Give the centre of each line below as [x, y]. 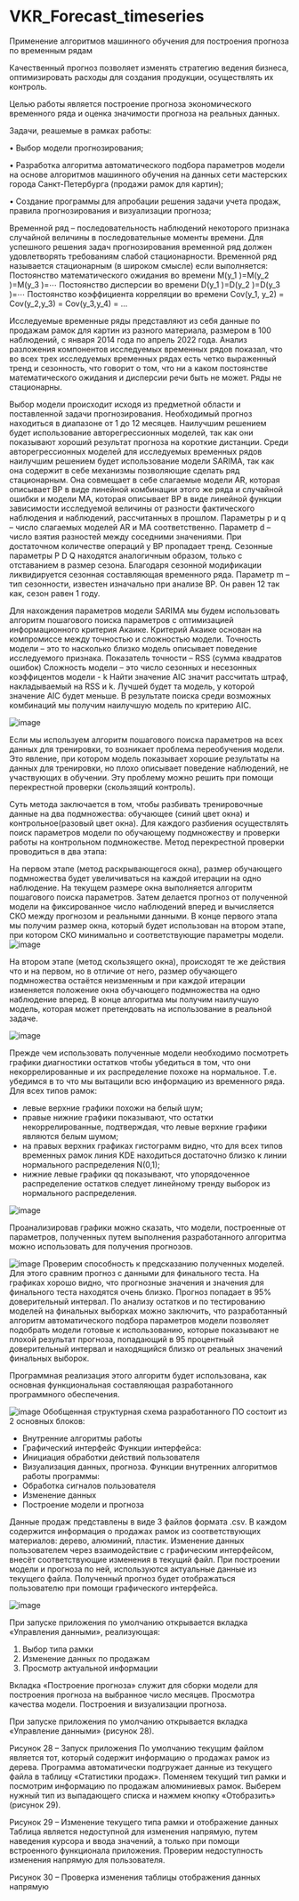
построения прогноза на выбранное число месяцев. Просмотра [132, 1695]
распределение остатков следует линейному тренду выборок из [146, 1183]
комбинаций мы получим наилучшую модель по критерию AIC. [130, 705]
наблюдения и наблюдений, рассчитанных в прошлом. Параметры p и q [148, 517]
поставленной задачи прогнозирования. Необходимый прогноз [131, 413]
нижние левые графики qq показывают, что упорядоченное [136, 1174]
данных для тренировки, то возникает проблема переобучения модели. [147, 748]
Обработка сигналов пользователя [89, 1485]
